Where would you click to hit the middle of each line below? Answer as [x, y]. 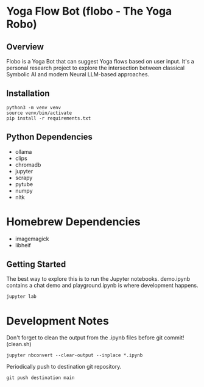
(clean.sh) [19, 344]
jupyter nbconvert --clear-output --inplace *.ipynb [75, 355]
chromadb [28, 165]
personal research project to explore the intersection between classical [95, 68]
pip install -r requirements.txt [49, 118]
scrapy [24, 178]
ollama [23, 151]
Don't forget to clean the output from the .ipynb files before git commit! [95, 338]
